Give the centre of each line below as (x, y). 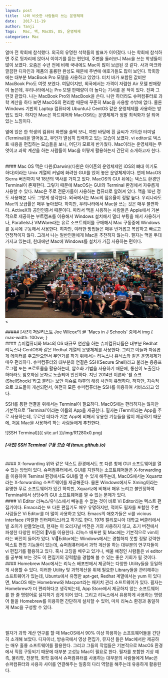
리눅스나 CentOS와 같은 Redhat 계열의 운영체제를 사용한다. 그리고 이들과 (76, 350)
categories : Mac (22, 37)
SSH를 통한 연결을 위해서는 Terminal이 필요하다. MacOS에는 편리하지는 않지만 (82, 404)
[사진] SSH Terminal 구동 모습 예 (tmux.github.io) (55, 445)
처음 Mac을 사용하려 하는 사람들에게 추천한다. (56, 423)
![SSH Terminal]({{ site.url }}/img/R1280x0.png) (54, 433)
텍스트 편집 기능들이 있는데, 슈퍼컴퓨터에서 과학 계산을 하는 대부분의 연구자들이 (82, 545)
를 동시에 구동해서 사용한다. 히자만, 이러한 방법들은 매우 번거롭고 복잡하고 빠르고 (83, 229)
